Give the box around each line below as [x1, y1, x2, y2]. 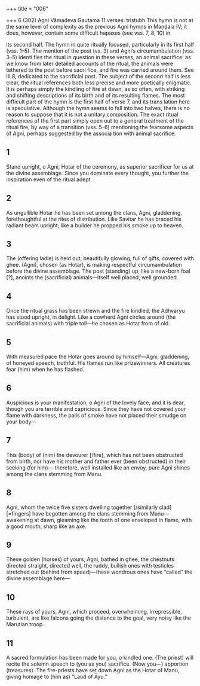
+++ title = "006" [6, 5, 49, 12]
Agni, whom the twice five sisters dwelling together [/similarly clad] [6, 504, 172, 511]
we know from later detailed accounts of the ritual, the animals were [6, 60, 174, 67]
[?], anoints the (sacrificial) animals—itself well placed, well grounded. [6, 274, 179, 281]
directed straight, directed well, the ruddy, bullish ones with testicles [6, 562, 174, 569]
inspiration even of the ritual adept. [6, 176, 93, 183]
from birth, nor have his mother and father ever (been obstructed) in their [6, 458, 186, 465]
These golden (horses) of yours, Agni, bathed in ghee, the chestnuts [6, 556, 175, 563]
